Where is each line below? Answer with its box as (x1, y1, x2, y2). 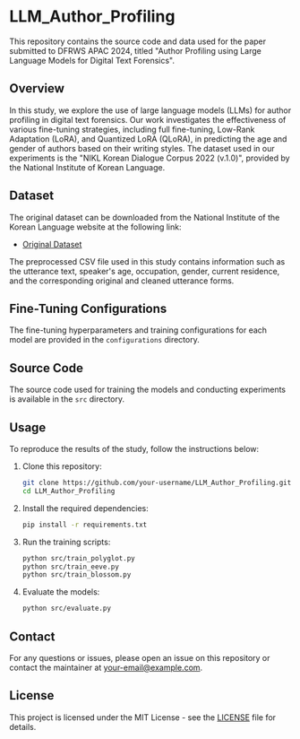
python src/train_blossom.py (21, 570, 132, 579)
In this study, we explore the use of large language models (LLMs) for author (9, 105, 292, 116)
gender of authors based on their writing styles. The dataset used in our (9, 143, 275, 153)
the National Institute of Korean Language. (9, 161, 166, 172)
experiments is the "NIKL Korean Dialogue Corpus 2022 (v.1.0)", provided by (9, 152, 290, 163)
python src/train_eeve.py (21, 562, 119, 571)
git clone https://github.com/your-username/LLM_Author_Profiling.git (21, 478, 292, 487)
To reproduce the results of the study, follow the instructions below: (9, 444, 260, 454)
